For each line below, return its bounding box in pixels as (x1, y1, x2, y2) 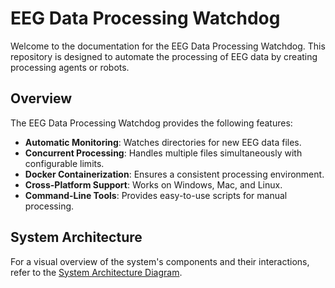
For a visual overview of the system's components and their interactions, (10, 255, 310, 267)
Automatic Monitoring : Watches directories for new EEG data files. (24, 136, 302, 148)
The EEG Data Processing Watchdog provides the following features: (10, 117, 293, 129)
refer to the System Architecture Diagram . (10, 266, 183, 278)
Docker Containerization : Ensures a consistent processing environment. (24, 168, 325, 180)
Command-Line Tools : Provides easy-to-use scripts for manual (24, 189, 288, 201)
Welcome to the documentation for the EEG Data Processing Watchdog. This (10, 40, 326, 52)
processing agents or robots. (10, 61, 130, 73)
